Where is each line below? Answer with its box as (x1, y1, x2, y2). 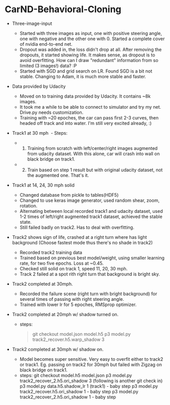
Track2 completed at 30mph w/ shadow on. (12, 346, 104, 352)
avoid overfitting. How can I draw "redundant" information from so (19, 57, 158, 63)
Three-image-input (12, 20, 52, 26)
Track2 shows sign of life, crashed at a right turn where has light (12, 234, 147, 240)
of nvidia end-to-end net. (19, 41, 73, 47)
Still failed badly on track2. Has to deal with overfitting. (19, 224, 134, 230)
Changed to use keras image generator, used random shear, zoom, (19, 197, 160, 203)
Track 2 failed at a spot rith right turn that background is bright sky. (19, 271, 160, 277)
